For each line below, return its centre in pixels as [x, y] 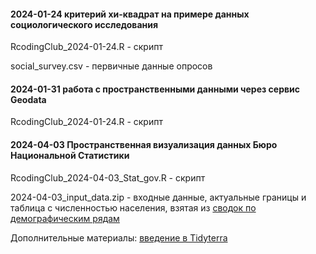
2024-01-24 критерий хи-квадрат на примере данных [130, 14]
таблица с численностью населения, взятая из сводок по [133, 207]
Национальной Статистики [70, 155]
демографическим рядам [65, 218]
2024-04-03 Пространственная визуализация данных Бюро [144, 144]
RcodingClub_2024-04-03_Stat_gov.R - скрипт [108, 177]
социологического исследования [84, 24]
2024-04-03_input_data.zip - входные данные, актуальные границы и [158, 197]
